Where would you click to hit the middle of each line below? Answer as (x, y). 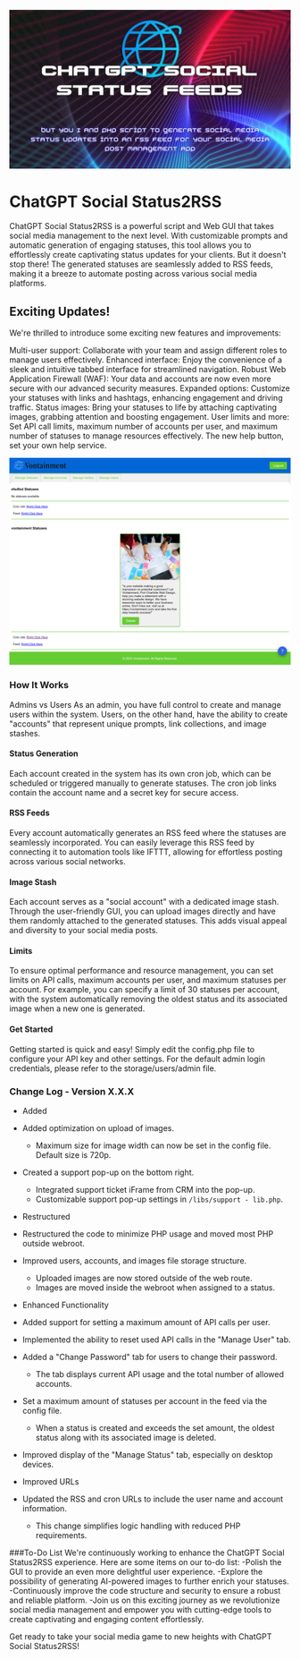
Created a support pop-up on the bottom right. (108, 1172)
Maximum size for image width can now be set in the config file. (153, 1145)
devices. (38, 1464)
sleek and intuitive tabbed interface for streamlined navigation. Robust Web (148, 370)
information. (44, 1508)
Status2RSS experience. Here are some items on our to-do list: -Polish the (146, 1561)
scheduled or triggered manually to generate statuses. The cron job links (143, 783)
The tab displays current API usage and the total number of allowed (159, 1374)
